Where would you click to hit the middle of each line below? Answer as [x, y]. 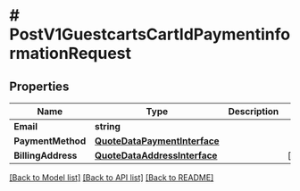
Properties [39, 86]
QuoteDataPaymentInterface [158, 141]
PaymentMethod [50, 141]
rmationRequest [71, 54]
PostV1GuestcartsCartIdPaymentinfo [150, 34]
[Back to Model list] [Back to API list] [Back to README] [112, 178]
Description [254, 111]
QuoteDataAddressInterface [156, 155]
